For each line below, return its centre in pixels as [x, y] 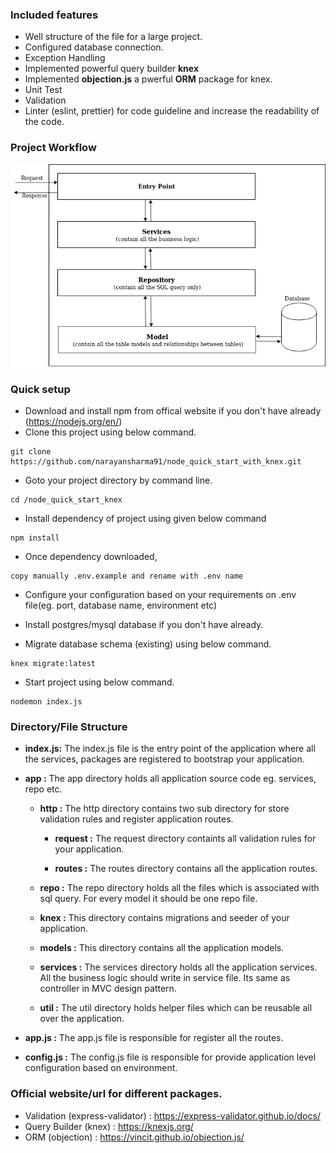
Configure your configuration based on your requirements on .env [160, 595]
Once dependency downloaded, [91, 557]
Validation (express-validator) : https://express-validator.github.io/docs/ [172, 1115]
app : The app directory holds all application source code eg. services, [170, 779]
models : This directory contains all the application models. [162, 948]
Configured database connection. [94, 47]
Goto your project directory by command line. [118, 480]
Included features [54, 15]
